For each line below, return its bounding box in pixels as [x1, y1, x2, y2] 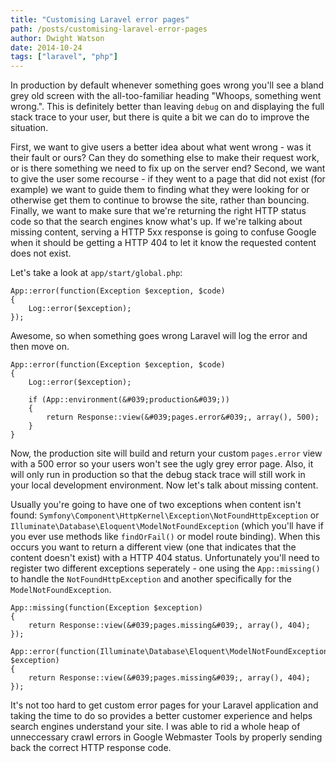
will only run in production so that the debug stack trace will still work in [10, 469, 306, 481]
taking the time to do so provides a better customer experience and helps [10, 710, 313, 722]
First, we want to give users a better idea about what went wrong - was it [10, 141, 312, 153]
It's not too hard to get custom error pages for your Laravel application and [10, 699, 319, 711]
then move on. [10, 341, 70, 353]
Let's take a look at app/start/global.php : [10, 267, 183, 279]
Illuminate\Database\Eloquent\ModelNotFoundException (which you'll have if [10, 520, 324, 532]
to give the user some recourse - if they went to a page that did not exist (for [10, 173, 326, 185]
